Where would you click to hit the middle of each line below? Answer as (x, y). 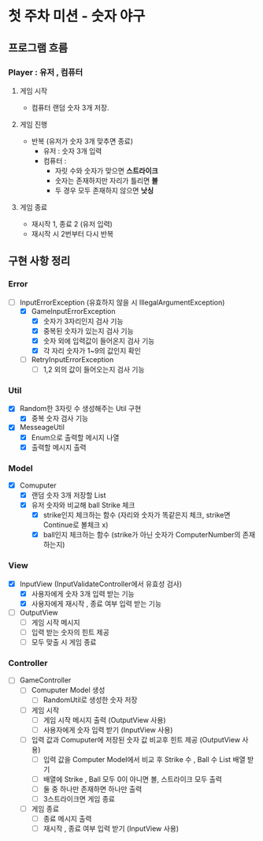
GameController (45, 680)
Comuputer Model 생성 (68, 690)
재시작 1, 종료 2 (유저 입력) (72, 224)
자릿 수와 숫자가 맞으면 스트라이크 (107, 170)
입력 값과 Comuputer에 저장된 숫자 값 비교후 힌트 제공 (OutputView (136, 739)
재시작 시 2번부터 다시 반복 (72, 234)
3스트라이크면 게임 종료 (79, 798)
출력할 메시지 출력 (59, 447)
